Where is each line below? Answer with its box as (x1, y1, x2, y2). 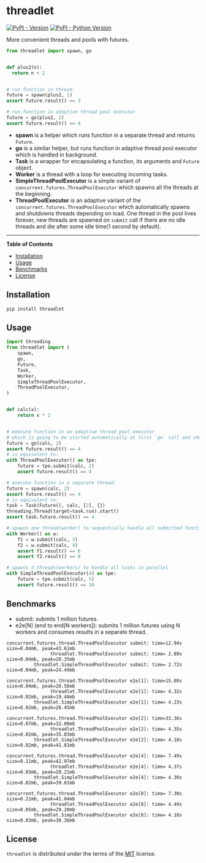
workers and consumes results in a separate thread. (15, 628, 147, 635)
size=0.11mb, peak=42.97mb (6, 758, 75, 764)
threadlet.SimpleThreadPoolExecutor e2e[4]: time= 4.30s (33, 774, 183, 780)
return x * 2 (17, 412, 51, 419)
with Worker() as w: (6, 530, 59, 537)
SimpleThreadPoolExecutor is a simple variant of (15, 177, 141, 184)
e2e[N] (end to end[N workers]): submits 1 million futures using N (15, 621, 181, 629)
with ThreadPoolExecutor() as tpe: (6, 457, 97, 463)
